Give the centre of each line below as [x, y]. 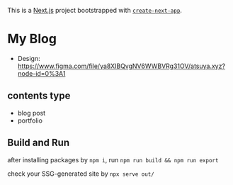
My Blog [32, 39]
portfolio [30, 120]
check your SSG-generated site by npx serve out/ [81, 174]
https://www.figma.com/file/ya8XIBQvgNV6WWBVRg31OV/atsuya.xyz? [121, 66]
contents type [39, 96]
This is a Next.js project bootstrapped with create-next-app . [95, 10]
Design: [29, 58]
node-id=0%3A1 [41, 73]
